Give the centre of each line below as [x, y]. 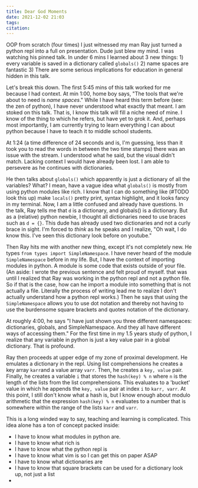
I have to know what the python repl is [61, 449]
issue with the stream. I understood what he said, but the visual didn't [90, 155]
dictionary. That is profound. [40, 346]
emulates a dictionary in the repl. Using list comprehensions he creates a [95, 364]
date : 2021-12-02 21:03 [35, 17]
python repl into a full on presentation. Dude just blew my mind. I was [90, 51]
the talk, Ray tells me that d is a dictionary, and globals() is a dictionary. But [97, 210]
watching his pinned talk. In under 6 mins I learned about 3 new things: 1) [95, 57]
